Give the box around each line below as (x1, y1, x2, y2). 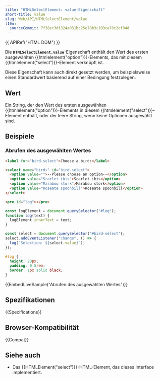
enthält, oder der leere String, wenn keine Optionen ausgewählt (23, 112, 153, 118)
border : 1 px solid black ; (9, 268, 63, 273)
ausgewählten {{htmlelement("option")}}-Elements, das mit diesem (5, 54, 142, 60)
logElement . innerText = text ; (9, 218, 72, 223)
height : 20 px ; (9, 259, 39, 264)
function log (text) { (5, 213, 50, 218)
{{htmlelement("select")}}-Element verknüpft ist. (5, 60, 104, 66)
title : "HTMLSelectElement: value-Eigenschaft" (5, 7, 106, 12)
